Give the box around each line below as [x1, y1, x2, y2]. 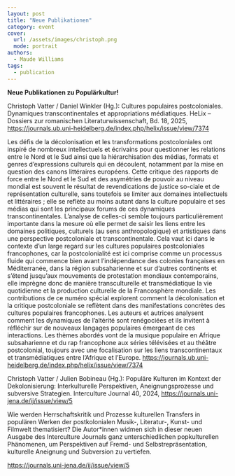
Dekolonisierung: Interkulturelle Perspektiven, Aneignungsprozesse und [7, 381, 214, 390]
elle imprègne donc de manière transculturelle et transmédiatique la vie [7, 279, 213, 287]
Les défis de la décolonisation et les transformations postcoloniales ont [7, 137, 213, 146]
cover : [7, 29, 27, 37]
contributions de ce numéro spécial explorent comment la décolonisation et [7, 293, 225, 302]
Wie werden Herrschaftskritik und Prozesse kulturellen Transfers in [7, 410, 201, 419]
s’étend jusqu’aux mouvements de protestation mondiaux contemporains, [7, 271, 219, 280]
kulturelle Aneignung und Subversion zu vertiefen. [7, 447, 152, 456]
